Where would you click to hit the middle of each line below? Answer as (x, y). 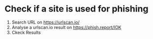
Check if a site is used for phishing (76, 9)
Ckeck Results (26, 32)
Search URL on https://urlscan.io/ (46, 22)
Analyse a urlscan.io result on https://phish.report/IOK (66, 27)
